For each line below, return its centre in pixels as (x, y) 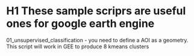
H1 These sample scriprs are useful (96, 11)
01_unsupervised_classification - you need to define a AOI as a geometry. (97, 40)
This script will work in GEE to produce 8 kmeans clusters (78, 46)
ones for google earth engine (80, 24)
